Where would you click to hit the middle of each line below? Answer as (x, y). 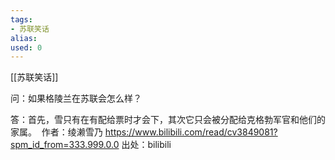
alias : (24, 38)
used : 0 (26, 47)
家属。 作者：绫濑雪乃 (56, 132)
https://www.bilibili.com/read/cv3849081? (191, 132)
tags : (21, 19)
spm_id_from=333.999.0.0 (65, 145)
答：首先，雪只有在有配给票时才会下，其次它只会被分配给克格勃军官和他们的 (168, 120)
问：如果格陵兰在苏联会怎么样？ (76, 98)
